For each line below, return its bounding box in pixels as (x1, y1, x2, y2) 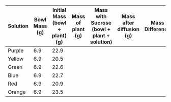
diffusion (117, 25, 140, 33)
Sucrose (91, 19, 112, 26)
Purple (8, 47, 24, 54)
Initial (52, 7, 66, 13)
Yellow (8, 56, 24, 62)
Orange (8, 89, 26, 95)
